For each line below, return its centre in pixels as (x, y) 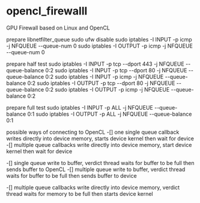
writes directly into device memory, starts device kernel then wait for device (100, 138)
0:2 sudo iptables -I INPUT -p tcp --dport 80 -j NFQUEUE (116, 70)
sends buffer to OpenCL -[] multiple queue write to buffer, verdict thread (96, 169)
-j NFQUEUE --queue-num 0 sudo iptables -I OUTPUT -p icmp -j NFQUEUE (100, 46)
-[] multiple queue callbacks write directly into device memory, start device (99, 145)
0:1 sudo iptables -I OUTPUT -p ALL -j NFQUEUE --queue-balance (110, 114)
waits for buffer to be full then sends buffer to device (71, 175)
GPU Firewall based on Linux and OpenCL (58, 28)
